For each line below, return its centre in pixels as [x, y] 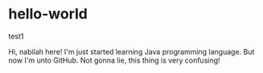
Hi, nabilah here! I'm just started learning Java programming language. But [131, 51]
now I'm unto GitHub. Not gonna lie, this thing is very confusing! [114, 60]
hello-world [48, 14]
